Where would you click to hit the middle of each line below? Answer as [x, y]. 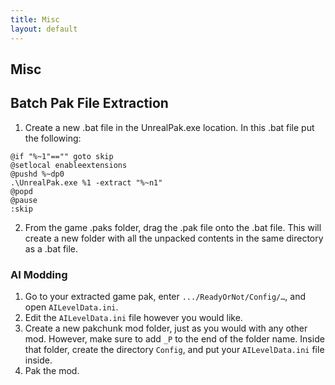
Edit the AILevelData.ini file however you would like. [133, 317]
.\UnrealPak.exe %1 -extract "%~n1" [86, 182]
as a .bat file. [51, 248]
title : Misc [35, 19]
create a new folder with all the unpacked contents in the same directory [174, 238]
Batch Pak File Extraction [89, 103]
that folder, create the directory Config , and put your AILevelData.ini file [174, 349]
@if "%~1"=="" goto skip [62, 156]
